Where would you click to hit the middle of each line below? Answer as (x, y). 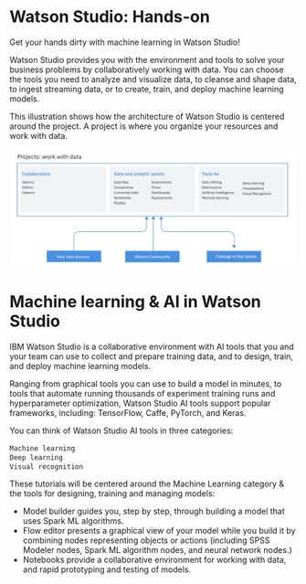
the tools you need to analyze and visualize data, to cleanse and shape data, (153, 79)
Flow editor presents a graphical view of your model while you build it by (159, 530)
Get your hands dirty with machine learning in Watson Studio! (125, 42)
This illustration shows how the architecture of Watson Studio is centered (147, 116)
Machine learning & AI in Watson (136, 301)
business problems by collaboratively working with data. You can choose (147, 69)
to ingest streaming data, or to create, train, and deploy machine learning (147, 89)
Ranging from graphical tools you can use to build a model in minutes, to (146, 383)
